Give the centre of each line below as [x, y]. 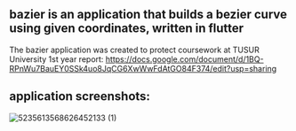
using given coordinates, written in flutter [127, 29]
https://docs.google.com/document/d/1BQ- [184, 59]
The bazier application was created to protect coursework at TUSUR [134, 50]
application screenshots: [80, 96]
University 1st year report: [56, 59]
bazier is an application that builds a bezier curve [148, 15]
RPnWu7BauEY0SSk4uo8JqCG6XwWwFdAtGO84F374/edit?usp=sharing [143, 68]
